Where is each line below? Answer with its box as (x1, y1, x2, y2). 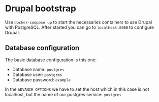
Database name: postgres (12, 66, 65, 72)
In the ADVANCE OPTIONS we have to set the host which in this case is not (5, 86, 149, 92)
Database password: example (12, 76, 71, 82)
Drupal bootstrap (5, 3, 76, 14)
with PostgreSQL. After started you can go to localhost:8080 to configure (5, 24, 154, 30)
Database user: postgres (12, 72, 63, 77)
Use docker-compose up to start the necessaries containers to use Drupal (5, 19, 152, 25)
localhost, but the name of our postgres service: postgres (5, 91, 122, 97)
